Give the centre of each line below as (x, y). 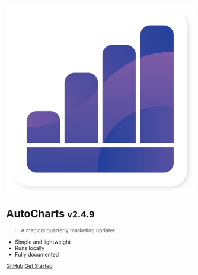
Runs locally (30, 248)
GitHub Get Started (29, 265)
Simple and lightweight (43, 242)
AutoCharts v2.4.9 (50, 214)
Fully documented (37, 254)
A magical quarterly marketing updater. (68, 230)
